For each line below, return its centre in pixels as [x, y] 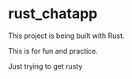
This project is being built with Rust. [66, 36]
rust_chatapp [53, 14]
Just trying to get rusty [45, 66]
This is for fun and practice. [53, 51]
